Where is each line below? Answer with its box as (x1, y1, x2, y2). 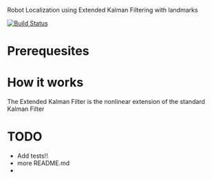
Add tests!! (17, 151, 48, 160)
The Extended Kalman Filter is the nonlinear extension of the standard (7, 98, 205, 106)
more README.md (17, 159, 70, 167)
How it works (7, 75, 84, 90)
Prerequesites (7, 43, 89, 59)
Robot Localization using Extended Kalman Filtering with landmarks (7, 6, 198, 14)
